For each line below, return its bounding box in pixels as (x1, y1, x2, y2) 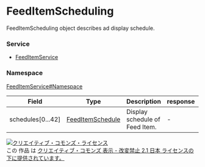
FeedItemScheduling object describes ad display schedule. (6, 24, 155, 32)
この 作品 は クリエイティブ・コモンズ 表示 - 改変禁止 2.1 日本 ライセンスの (6, 146, 194, 154)
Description (126, 97, 162, 105)
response (167, 97, 195, 105)
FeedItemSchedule (66, 115, 121, 123)
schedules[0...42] (9, 115, 61, 123)
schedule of (126, 115, 160, 123)
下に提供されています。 (6, 154, 65, 162)
